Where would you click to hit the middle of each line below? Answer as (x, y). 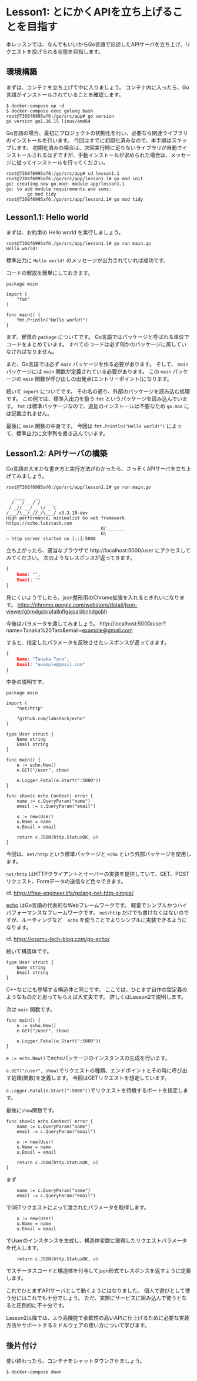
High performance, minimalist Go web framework (66, 518)
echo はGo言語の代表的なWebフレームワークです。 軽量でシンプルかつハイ (97, 905)
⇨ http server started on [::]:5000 (51, 539)
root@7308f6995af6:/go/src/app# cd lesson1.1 (63, 173)
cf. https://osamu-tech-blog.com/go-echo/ (58, 939)
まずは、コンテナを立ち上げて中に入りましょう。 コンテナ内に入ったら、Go (98, 87)
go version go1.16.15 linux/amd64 (49, 121)
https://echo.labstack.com (39, 524)
